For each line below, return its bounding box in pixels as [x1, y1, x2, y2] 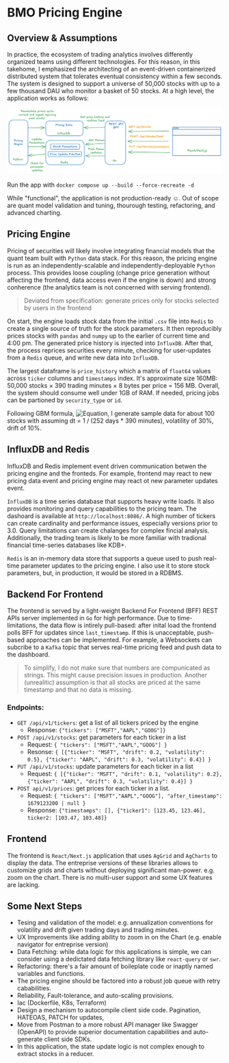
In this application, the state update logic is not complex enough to [16, 1042, 205, 1051]
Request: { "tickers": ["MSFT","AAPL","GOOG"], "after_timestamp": [27, 791, 223, 799]
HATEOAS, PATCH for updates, [16, 1014, 105, 1022]
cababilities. [16, 984, 51, 992]
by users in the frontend [23, 303, 92, 312]
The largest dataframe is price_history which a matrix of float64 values [7, 366, 211, 375]
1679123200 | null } [27, 799, 86, 807]
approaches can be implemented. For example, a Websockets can [26, 636, 213, 644]
